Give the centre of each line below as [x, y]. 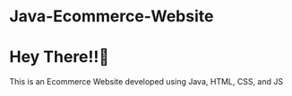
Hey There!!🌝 [60, 57]
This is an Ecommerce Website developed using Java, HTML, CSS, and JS [146, 82]
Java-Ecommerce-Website [112, 16]
